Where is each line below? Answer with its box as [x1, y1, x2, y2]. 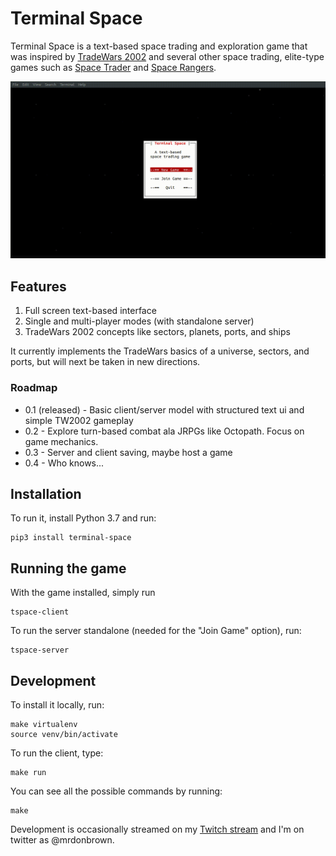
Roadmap [10, 381, 58, 395]
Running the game [10, 560, 127, 577]
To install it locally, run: [10, 698, 105, 711]
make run [10, 767, 47, 777]
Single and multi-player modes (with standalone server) [24, 315, 255, 327]
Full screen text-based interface [24, 305, 157, 317]
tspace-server [10, 645, 70, 656]
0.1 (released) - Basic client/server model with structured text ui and [24, 403, 305, 416]
